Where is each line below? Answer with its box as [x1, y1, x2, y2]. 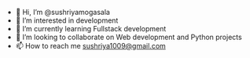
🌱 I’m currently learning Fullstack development [15, 24, 167, 33]
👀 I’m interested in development [15, 16, 119, 25]
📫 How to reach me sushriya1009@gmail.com [15, 42, 167, 50]
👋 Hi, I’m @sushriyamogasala [15, 8, 110, 16]
